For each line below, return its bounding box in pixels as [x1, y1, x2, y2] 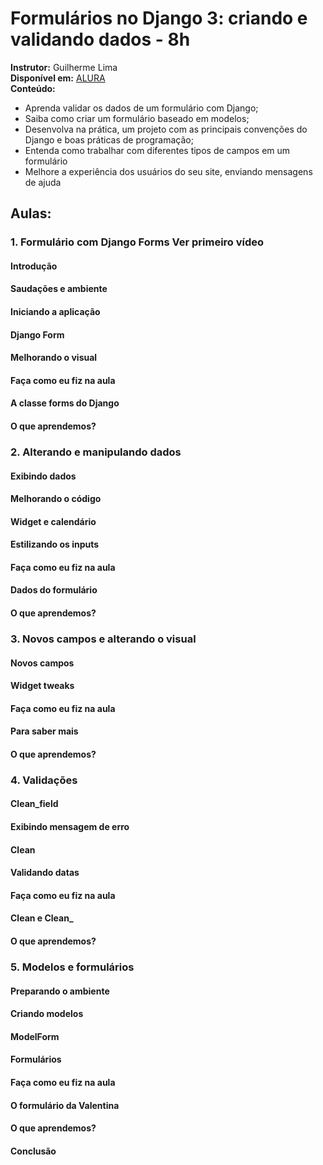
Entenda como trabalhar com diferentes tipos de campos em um [24, 144, 291, 156]
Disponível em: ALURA [10, 72, 106, 84]
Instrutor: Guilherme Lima [10, 61, 118, 73]
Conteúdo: [10, 82, 56, 94]
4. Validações [10, 773, 78, 787]
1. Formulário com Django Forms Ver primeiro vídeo [10, 235, 265, 249]
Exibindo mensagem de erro [10, 821, 130, 833]
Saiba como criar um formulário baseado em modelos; [24, 112, 250, 124]
